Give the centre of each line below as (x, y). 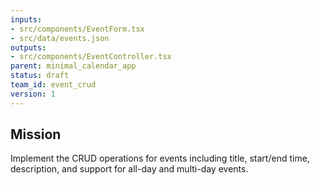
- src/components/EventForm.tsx (77, 29)
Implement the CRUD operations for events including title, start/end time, (160, 158)
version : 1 (33, 94)
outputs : (28, 47)
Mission (36, 134)
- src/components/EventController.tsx (91, 57)
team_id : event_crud (53, 85)
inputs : (26, 19)
